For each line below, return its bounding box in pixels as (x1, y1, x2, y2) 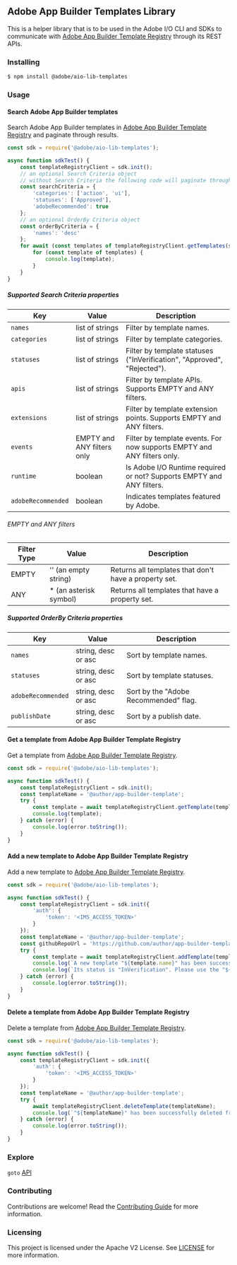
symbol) (49, 594, 77, 604)
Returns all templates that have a (110, 585, 219, 595)
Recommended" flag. (126, 695, 197, 705)
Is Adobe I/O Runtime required (126, 462, 226, 472)
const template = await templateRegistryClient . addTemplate (32, 953, 213, 960)
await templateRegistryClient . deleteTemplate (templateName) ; (32, 1102, 217, 1109)
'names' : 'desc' (32, 229, 80, 236)
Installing (7, 57, 40, 66)
